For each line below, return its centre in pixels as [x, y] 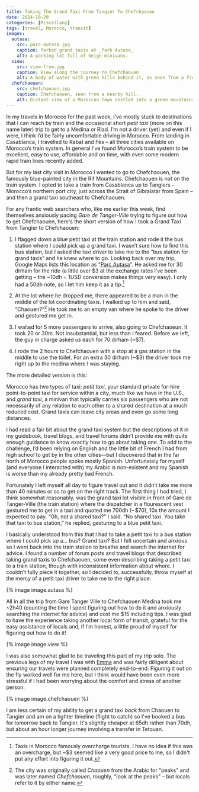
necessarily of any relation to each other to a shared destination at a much [97, 405]
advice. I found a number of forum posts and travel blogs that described [94, 553]
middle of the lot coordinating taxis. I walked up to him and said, [93, 302]
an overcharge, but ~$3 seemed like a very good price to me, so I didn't [102, 752]
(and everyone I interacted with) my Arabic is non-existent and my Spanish [97, 467]
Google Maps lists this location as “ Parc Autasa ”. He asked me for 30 [99, 264]
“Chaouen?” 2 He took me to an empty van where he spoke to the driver [102, 309]
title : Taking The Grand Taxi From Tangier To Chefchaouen [81, 12]
